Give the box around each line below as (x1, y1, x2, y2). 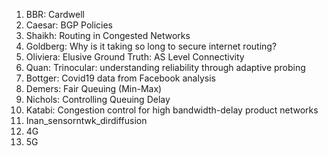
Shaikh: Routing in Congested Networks (25, 30, 191, 41)
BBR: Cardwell (25, 9, 85, 20)
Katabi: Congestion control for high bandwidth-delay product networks (25, 104, 319, 116)
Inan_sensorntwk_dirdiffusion (25, 115, 148, 126)
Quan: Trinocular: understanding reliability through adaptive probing (25, 62, 306, 73)
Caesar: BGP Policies (25, 19, 114, 31)
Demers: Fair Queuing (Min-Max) (25, 83, 163, 94)
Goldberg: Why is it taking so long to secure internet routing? (25, 40, 278, 52)
